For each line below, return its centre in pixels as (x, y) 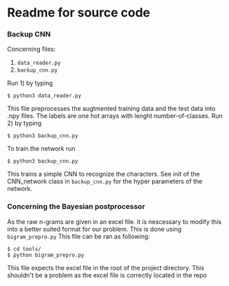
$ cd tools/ (24, 249)
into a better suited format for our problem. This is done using (95, 229)
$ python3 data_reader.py (44, 96)
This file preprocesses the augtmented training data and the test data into (111, 109)
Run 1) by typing (30, 83)
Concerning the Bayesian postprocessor (76, 207)
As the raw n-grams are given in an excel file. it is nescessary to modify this (115, 221)
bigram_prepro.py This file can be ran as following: (78, 236)
